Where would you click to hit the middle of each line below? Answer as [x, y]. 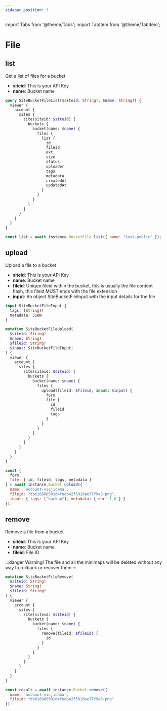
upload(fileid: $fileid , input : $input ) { [87, 391]
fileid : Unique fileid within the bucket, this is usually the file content [83, 285]
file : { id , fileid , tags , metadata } [51, 480]
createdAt [56, 181]
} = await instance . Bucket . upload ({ [44, 485]
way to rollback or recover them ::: [41, 567]
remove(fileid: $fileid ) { [70, 633]
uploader [55, 166]
